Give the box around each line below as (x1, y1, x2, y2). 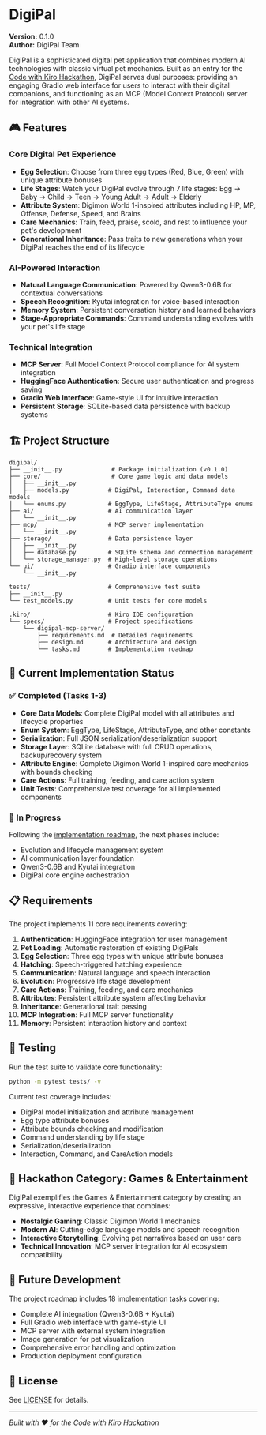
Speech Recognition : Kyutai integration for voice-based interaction (20, 296, 240, 306)
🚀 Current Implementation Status (9, 667, 174, 680)
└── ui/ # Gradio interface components (9, 562, 212, 570)
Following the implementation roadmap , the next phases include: (9, 830, 219, 840)
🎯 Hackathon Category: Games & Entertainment (9, 1171, 248, 1185)
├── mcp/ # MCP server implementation (9, 521, 204, 529)
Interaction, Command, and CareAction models (20, 1149, 173, 1159)
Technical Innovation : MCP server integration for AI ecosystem (20, 1242, 227, 1251)
